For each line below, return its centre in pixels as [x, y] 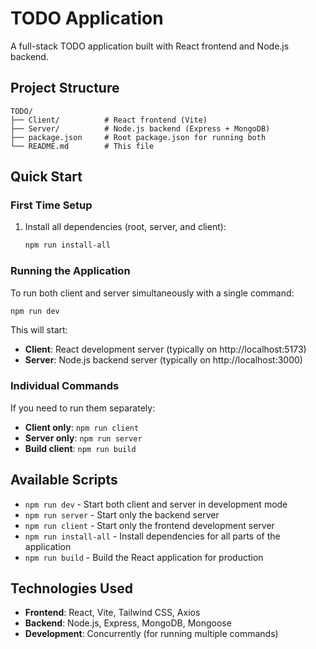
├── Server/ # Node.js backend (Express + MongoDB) [140, 128]
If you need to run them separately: [83, 408]
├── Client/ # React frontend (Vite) [109, 120]
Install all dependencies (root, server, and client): [125, 227]
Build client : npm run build [80, 448]
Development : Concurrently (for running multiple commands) [151, 634]
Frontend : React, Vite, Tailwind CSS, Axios [112, 613]
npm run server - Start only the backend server [122, 514]
